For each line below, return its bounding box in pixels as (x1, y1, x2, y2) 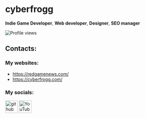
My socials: (5, 89, 34, 96)
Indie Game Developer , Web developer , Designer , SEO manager (5, 20, 140, 26)
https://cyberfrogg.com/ (12, 76, 62, 82)
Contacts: (5, 44, 37, 53)
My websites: (5, 59, 39, 66)
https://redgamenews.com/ (12, 71, 69, 77)
